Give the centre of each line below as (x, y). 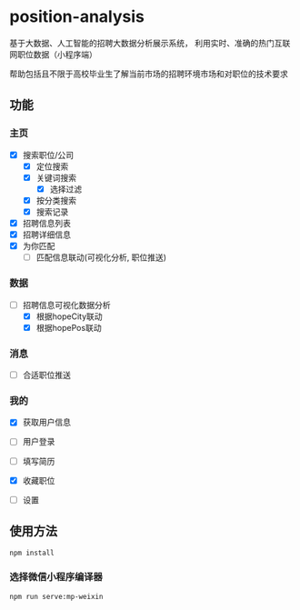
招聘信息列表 (46, 223)
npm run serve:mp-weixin (56, 596)
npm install (32, 553)
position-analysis (77, 17)
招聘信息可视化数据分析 (66, 305)
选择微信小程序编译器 (56, 577)
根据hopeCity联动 (69, 316)
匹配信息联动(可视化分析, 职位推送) (101, 257)
